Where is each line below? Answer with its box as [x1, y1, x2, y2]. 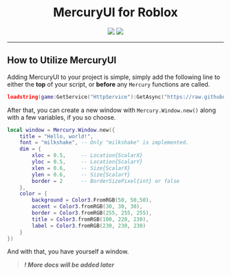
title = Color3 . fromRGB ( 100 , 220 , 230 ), [32, 216, 149, 223]
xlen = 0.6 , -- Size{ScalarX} [32, 164, 131, 172]
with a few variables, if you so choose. [7, 113, 116, 121]
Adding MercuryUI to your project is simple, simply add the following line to [7, 73, 221, 81]
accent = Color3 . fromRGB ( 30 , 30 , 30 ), [32, 203, 143, 210]
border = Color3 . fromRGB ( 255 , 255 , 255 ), [32, 210, 153, 217]
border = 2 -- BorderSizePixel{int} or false [32, 177, 180, 184]
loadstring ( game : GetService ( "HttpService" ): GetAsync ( [7, 93, 165, 100]
